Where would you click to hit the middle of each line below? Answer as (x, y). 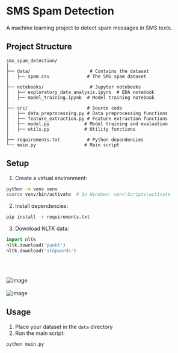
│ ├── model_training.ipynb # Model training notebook (80, 98)
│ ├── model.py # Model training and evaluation (87, 124)
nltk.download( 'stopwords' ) (41, 251)
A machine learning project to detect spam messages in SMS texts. (89, 28)
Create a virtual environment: (51, 178)
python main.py (25, 344)
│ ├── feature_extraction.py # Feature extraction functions (87, 119)
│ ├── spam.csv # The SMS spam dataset (76, 77)
